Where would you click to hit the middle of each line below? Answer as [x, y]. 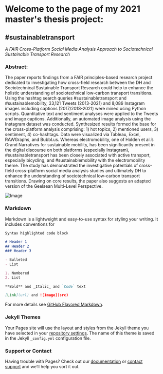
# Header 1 [16, 242]
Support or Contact [28, 351]
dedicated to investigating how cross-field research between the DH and [78, 83]
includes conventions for [30, 224]
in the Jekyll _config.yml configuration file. [48, 338]
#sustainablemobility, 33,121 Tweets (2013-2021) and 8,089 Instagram [75, 103]
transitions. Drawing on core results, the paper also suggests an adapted [78, 181]
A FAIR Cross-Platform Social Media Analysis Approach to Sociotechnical [79, 49]
